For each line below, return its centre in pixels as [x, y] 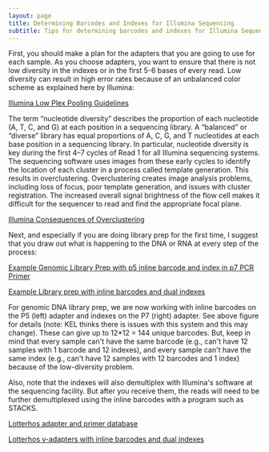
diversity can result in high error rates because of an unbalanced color [124, 79]
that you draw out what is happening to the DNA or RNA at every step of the [133, 244]
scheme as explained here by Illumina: [71, 88]
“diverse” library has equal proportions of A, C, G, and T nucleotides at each [134, 136]
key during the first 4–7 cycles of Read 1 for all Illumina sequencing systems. [134, 153]
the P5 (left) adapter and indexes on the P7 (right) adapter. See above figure [134, 316]
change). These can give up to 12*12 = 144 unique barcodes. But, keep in [129, 333]
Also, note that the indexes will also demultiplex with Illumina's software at [130, 383]
